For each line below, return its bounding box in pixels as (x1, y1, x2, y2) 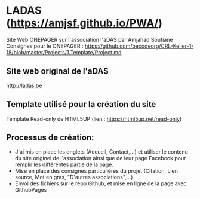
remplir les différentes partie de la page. (14, 161, 113, 168)
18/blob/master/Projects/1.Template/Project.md (6, 48, 122, 56)
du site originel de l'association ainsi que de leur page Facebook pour (14, 155, 186, 162)
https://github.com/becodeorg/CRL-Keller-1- (84, 42, 194, 50)
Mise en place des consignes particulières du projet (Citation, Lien (14, 167, 178, 174)
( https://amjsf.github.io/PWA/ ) (6, 16, 163, 30)
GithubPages (14, 186, 47, 194)
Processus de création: (6, 132, 94, 142)
